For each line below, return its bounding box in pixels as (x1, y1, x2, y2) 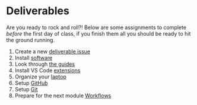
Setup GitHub (14, 79, 48, 87)
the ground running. (6, 36, 55, 43)
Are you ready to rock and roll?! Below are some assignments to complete (6, 24, 187, 31)
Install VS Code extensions (14, 66, 81, 74)
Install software (14, 54, 53, 61)
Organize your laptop (14, 73, 66, 80)
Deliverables (6, 4, 69, 18)
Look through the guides (14, 61, 75, 68)
